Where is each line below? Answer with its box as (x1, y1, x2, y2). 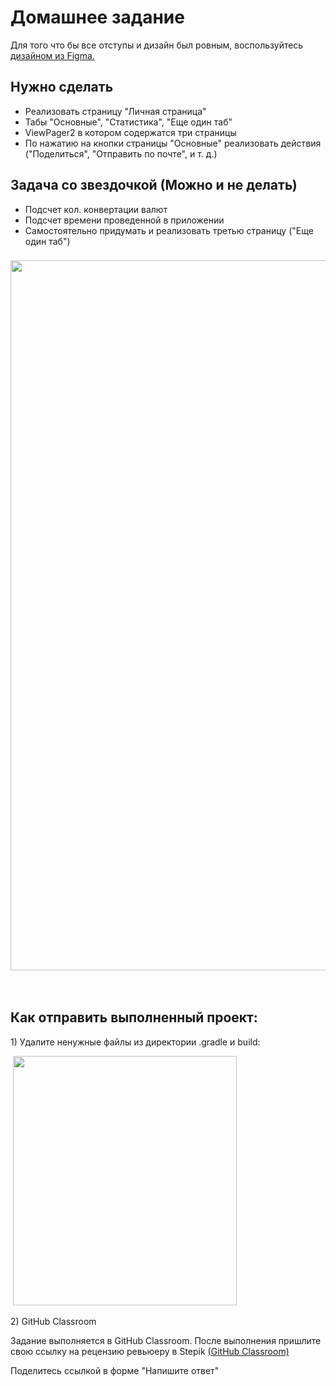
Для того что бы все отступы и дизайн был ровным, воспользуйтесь (10, 39, 304, 51)
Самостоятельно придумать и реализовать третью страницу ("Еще (24, 224, 314, 236)
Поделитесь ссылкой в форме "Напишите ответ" (10, 1364, 220, 1376)
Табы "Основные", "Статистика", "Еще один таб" (24, 116, 233, 128)
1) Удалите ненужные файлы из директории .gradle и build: (10, 1036, 261, 1048)
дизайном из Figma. (10, 49, 95, 61)
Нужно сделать (10, 79, 114, 96)
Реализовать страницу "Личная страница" (24, 105, 207, 117)
